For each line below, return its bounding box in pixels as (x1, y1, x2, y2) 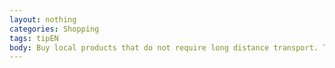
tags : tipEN (9, 33, 59, 43)
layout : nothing (9, 14, 77, 25)
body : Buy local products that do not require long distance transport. (9, 42, 319, 53)
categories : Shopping (9, 24, 100, 34)
